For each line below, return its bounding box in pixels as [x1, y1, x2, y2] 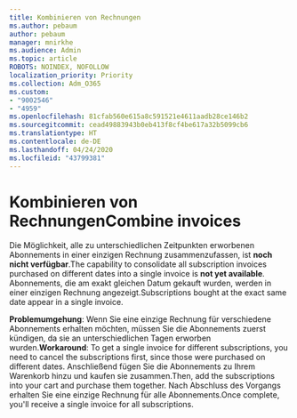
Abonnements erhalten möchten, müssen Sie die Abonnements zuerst [9, 324, 267, 334]
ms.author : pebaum [9, 21, 77, 30]
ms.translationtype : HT [9, 129, 98, 138]
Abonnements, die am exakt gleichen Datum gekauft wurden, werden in [9, 277, 272, 289]
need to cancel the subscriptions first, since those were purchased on [9, 352, 266, 363]
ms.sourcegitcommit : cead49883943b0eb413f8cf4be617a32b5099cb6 [9, 121, 249, 130]
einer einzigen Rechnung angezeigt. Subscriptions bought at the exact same [9, 287, 287, 298]
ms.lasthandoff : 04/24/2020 [9, 145, 114, 154]
